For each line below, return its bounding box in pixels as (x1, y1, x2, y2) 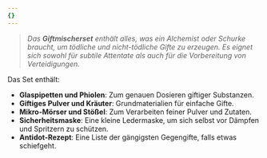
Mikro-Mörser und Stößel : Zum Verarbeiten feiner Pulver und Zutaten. (18, 107, 253, 117)
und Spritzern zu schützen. (18, 124, 109, 133)
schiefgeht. (18, 140, 57, 150)
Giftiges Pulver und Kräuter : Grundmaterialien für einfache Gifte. (18, 98, 234, 108)
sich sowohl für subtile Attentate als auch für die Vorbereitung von (26, 50, 247, 60)
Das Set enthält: (7, 74, 61, 84)
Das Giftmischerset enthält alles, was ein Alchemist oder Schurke (26, 34, 246, 43)
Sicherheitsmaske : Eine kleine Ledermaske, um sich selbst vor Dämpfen (18, 115, 260, 124)
